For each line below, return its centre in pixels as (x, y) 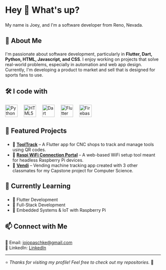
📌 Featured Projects (36, 131)
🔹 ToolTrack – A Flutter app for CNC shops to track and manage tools (83, 145)
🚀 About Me (23, 41)
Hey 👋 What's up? (42, 10)
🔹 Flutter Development (35, 200)
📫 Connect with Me (36, 226)
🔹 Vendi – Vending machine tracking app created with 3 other (75, 165)
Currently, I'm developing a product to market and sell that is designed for (80, 70)
